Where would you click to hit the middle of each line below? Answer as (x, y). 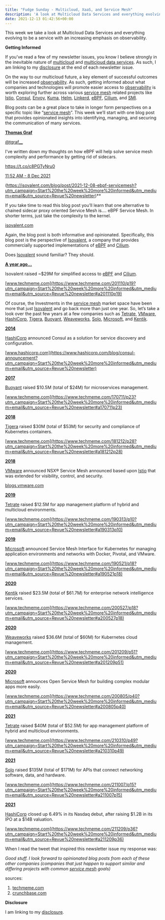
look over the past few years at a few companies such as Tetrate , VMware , (81, 314)
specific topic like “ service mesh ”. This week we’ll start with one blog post (80, 113)
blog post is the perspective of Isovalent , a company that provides (72, 240)
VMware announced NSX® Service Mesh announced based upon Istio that (81, 471)
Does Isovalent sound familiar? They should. (50, 255)
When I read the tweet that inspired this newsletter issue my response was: (81, 849)
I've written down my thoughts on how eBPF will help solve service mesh (79, 152)
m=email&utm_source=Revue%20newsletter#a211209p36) (65, 839)
